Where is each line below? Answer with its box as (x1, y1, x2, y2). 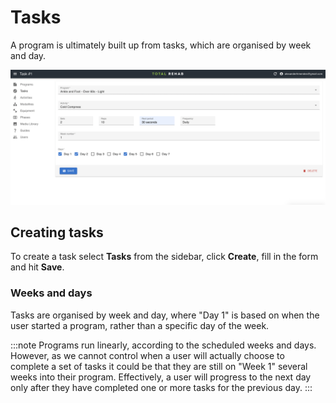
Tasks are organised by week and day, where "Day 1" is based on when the (10, 309, 320, 321)
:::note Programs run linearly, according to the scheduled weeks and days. (10, 339, 317, 351)
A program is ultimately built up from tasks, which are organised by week (10, 39, 312, 51)
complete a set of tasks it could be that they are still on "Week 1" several (10, 360, 308, 372)
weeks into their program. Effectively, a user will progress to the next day (10, 371, 312, 383)
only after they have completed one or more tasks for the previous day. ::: (10, 381, 313, 393)
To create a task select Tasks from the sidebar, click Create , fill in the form (10, 251, 319, 263)
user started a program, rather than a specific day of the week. (10, 319, 270, 331)
